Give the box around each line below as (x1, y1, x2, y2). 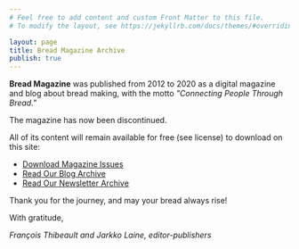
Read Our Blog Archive (21, 169, 107, 179)
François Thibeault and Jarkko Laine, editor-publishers (9, 229, 212, 241)
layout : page (9, 37, 58, 46)
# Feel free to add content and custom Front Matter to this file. (9, 12, 265, 22)
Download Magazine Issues (21, 159, 124, 170)
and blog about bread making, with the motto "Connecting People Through (9, 88, 283, 99)
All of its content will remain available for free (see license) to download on (9, 132, 283, 143)
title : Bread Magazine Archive (9, 46, 125, 54)
